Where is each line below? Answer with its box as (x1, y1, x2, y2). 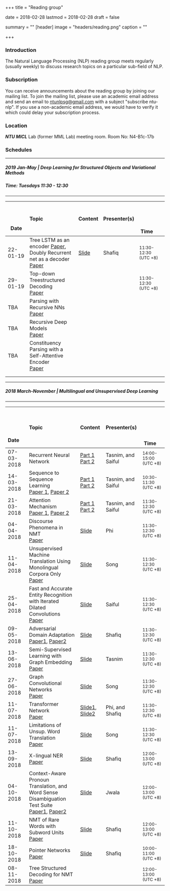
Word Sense (29, 789, 58, 796)
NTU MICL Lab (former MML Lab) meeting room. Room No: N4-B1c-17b (5, 133, 154, 139)
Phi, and (105, 703, 125, 711)
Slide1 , (80, 703, 97, 711)
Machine (29, 551, 50, 558)
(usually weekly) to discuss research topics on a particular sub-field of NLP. (5, 64, 163, 70)
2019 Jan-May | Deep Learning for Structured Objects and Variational (5, 164, 156, 170)
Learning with (29, 652, 62, 659)
